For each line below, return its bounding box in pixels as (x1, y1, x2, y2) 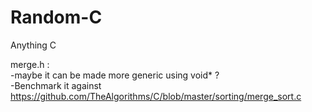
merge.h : (10, 58, 50, 70)
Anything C (10, 39, 57, 51)
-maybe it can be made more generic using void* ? (10, 69, 220, 81)
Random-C (10, 6, 103, 29)
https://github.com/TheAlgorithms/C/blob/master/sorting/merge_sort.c (10, 90, 302, 102)
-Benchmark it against (10, 79, 102, 91)
